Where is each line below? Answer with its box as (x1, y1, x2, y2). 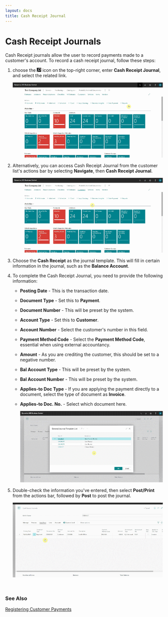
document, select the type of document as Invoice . (19, 392, 126, 398)
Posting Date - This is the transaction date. (19, 288, 109, 294)
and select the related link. (12, 73, 67, 79)
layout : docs (5, 8, 32, 13)
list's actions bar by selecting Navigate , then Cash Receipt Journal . (12, 168, 153, 174)
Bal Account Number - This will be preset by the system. (19, 377, 138, 383)
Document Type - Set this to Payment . (19, 298, 101, 304)
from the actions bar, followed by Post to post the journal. (12, 492, 131, 499)
